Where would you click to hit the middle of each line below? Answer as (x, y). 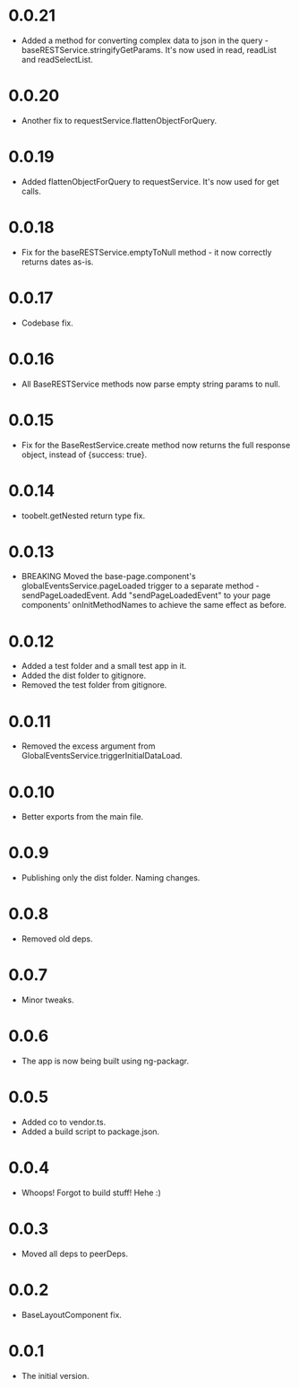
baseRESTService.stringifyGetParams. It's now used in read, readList (149, 49)
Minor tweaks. (47, 1000)
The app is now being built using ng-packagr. (105, 1061)
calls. (31, 191)
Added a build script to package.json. (90, 1132)
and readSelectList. (57, 59)
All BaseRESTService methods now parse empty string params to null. (151, 384)
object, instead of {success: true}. (84, 455)
